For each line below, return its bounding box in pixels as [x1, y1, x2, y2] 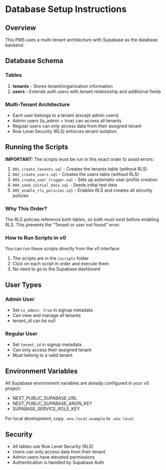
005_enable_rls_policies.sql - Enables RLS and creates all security [12, 187, 152, 193]
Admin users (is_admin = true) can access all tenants [12, 117, 121, 123]
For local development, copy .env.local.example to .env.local [5, 415, 134, 422]
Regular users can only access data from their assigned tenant [12, 123, 141, 129]
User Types [5, 280, 42, 289]
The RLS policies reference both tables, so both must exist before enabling [5, 217, 159, 223]
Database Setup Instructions [5, 4, 126, 15]
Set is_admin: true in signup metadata [12, 307, 93, 313]
